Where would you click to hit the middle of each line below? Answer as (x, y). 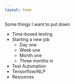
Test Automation (29, 66)
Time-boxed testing (32, 34)
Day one (28, 45)
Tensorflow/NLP (29, 71)
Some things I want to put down (37, 24)
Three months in (36, 60)
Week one (30, 50)
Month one (30, 55)
